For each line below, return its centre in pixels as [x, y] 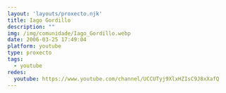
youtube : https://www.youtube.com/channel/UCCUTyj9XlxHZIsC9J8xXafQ [117, 79]
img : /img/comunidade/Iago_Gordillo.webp [69, 33]
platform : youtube [34, 46]
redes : [17, 72]
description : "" [31, 27]
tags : [15, 59]
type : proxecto [30, 53]
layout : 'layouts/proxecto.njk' [55, 14]
